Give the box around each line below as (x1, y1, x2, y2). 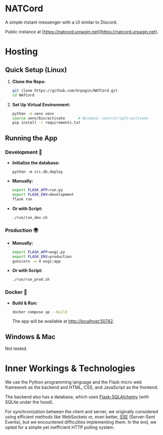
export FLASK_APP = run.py (12, 187, 63, 192)
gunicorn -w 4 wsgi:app (12, 259, 61, 264)
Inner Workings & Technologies (5, 363, 136, 374)
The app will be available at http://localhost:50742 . (12, 318, 115, 324)
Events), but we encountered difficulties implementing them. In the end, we (5, 419, 157, 425)
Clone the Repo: (12, 78, 46, 84)
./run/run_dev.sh (12, 215, 48, 220)
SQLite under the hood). (5, 399, 54, 405)
